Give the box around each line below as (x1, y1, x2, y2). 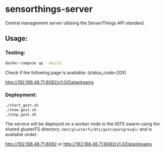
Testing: (5, 49, 26, 56)
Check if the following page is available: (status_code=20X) (5, 70, 127, 76)
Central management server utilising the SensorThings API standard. (5, 20, 145, 26)
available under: (5, 132, 38, 138)
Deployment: (5, 91, 37, 98)
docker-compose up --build (5, 61, 61, 66)
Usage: (5, 34, 28, 43)
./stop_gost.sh (5, 112, 37, 117)
